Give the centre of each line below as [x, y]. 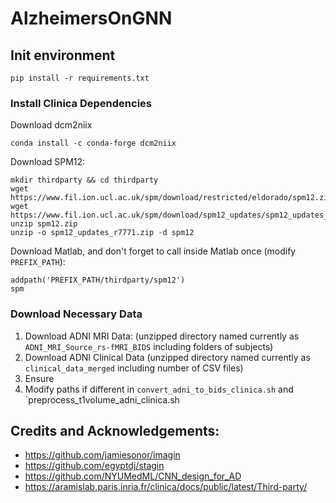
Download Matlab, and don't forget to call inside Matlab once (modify [153, 251]
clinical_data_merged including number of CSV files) [134, 368]
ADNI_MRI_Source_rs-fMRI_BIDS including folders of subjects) [149, 346]
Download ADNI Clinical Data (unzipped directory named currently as [167, 357]
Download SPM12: [48, 162]
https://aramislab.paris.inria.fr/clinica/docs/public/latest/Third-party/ [166, 487]
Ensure [39, 378]
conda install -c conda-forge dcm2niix [93, 143]
